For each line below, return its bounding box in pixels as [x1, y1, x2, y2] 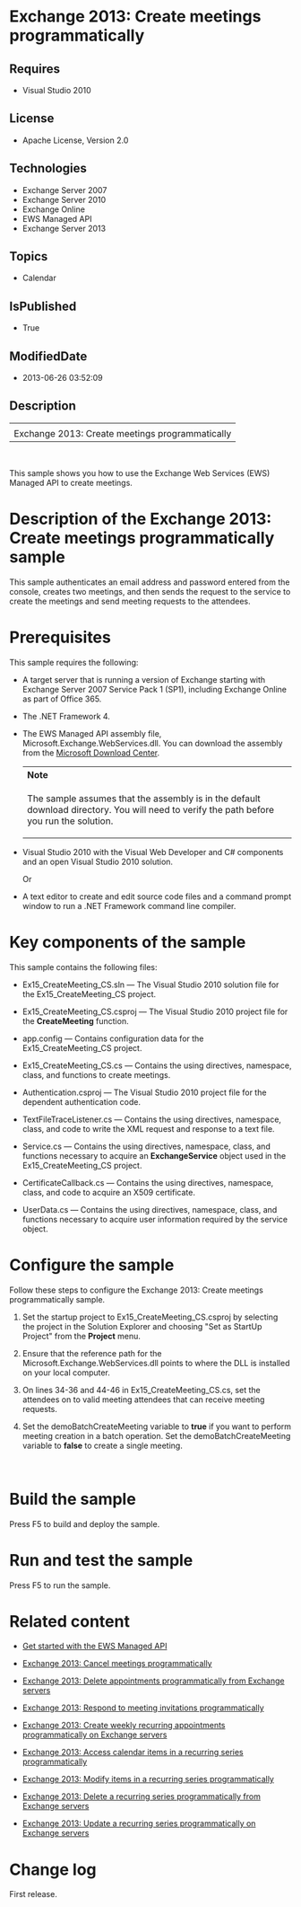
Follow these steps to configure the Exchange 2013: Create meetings [9, 1285, 264, 1295]
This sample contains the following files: [9, 961, 159, 972]
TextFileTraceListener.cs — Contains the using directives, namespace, [21, 1114, 282, 1125]
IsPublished [9, 298, 77, 313]
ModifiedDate [9, 349, 88, 364]
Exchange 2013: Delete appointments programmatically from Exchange [21, 1675, 285, 1686]
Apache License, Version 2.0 [21, 135, 129, 146]
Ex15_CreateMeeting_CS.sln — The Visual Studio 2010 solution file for [21, 979, 279, 990]
